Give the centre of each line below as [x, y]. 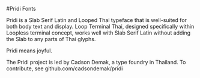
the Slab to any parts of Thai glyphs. [51, 39]
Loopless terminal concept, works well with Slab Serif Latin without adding [98, 33]
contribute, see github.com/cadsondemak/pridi [65, 68]
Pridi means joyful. [29, 51]
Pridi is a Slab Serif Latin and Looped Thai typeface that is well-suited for [97, 20]
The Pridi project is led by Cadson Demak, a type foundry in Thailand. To [96, 62]
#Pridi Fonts [21, 9]
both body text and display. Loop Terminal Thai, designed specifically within [100, 26]
